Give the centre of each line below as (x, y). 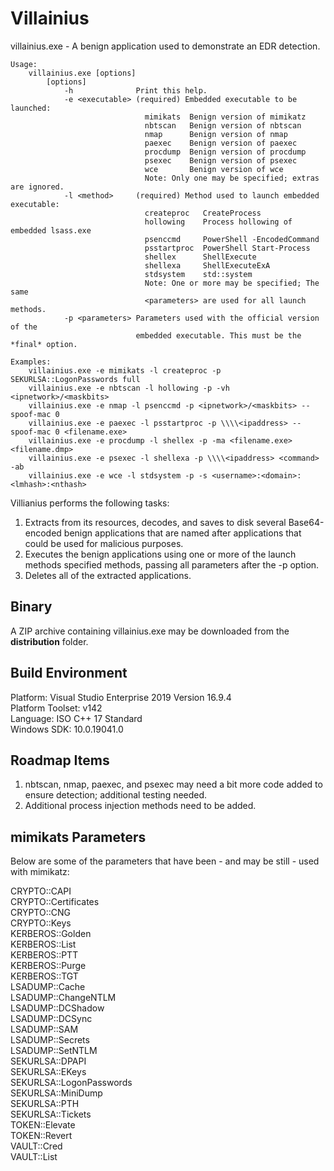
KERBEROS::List (43, 944)
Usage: (24, 64)
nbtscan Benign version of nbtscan (223, 125)
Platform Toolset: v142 (56, 708)
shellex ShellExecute (200, 257)
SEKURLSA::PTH (45, 1104)
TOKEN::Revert (41, 1136)
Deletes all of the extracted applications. (108, 575)
